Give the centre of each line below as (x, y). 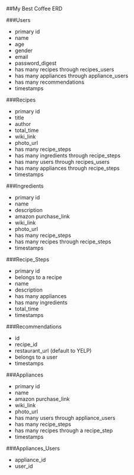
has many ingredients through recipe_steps (67, 156)
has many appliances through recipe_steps (67, 168)
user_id (24, 466)
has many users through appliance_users (65, 418)
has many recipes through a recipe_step (64, 430)
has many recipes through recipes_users (64, 69)
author (23, 124)
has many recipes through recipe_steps (63, 242)
